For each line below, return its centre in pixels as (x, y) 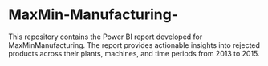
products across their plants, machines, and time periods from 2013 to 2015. (134, 53)
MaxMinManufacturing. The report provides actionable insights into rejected (134, 45)
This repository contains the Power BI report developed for (106, 37)
